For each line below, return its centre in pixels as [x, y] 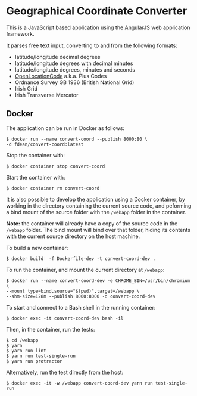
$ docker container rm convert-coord [53, 188]
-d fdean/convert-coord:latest [45, 144]
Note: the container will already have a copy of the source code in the [92, 223]
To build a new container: [37, 247]
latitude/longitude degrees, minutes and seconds [75, 69]
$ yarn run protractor [34, 361]
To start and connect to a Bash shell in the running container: [81, 307]
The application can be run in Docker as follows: [65, 128]
